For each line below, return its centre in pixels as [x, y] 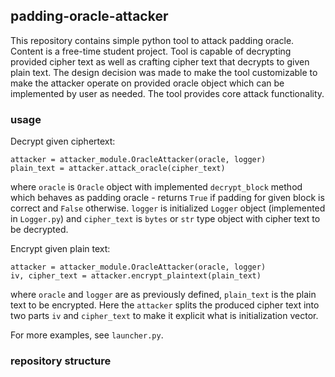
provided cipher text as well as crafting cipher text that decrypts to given [160, 61]
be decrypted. [39, 230]
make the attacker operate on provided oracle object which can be [147, 83]
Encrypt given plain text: [60, 249]
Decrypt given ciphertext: [63, 141]
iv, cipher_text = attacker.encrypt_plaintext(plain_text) [136, 276]
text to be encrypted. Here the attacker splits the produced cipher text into [165, 305]
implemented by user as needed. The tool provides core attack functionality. [167, 93]
